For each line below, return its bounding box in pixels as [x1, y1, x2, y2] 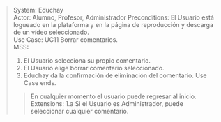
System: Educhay [13, 6, 63, 14]
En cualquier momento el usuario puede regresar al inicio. [30, 92, 197, 100]
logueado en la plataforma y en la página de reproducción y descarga [13, 21, 214, 29]
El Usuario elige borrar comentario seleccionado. [23, 64, 165, 72]
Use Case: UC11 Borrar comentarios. [13, 36, 118, 44]
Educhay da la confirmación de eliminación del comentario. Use [23, 71, 207, 79]
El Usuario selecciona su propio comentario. [23, 56, 151, 65]
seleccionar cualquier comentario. [30, 107, 129, 115]
